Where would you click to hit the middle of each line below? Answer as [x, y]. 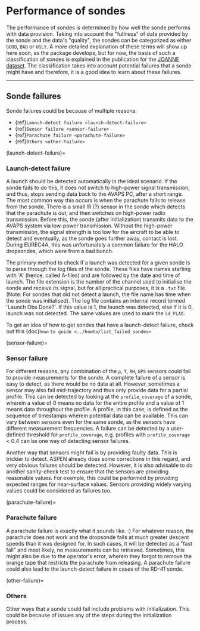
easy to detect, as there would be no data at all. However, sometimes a [93, 384]
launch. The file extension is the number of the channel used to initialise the [99, 282]
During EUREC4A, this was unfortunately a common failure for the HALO [95, 245]
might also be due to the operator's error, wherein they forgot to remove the [99, 556]
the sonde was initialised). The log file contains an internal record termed [96, 301]
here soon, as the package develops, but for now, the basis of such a [91, 53]
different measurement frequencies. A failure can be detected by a [88, 429]
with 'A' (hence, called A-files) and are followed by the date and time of [93, 275]
